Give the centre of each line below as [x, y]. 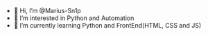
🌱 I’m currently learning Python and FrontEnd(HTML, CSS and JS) [107, 25]
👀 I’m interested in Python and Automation [74, 18]
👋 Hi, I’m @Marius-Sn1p [47, 11]
